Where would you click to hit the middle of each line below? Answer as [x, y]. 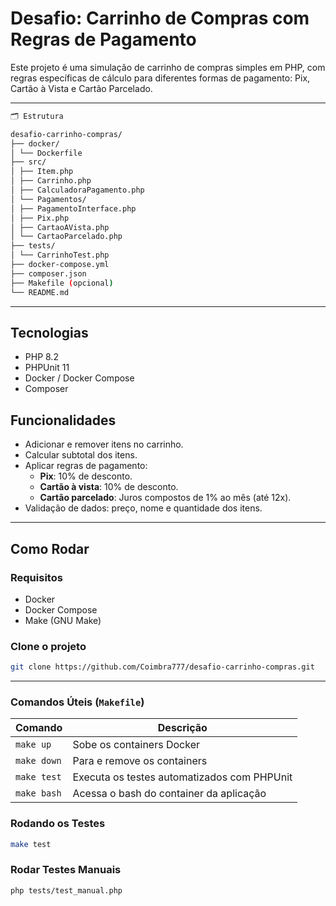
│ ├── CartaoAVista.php [60, 227]
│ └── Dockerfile [46, 153]
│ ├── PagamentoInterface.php [73, 208]
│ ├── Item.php [42, 172]
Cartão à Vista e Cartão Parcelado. [81, 88]
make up [33, 745]
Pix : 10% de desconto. [86, 476]
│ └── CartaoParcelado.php [66, 237]
